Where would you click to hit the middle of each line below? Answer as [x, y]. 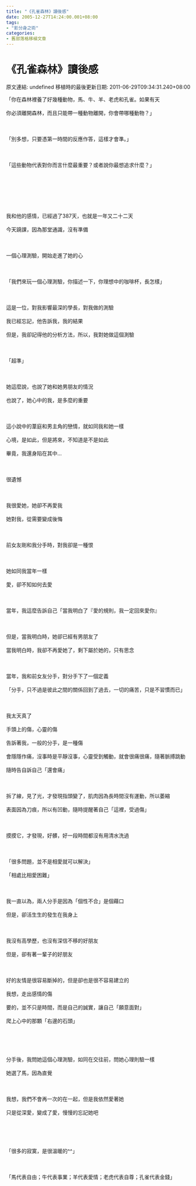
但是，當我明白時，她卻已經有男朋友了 [52, 636]
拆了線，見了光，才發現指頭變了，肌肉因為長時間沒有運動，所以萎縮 [88, 796]
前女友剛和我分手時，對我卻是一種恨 [50, 545]
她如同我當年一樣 [27, 571]
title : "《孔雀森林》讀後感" [37, 11]
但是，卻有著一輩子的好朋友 [39, 954]
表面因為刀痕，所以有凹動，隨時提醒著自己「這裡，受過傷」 [78, 809]
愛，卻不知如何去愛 [29, 584]
